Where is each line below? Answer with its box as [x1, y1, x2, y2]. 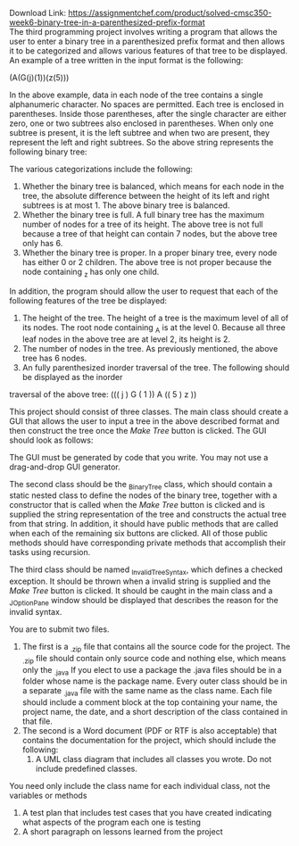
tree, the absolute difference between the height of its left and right [21, 191, 270, 201]
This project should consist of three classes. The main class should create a [9, 406, 288, 417]
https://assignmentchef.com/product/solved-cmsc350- [68, 8, 272, 18]
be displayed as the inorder [21, 371, 123, 382]
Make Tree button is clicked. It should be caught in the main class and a [9, 585, 273, 596]
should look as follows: [9, 435, 94, 445]
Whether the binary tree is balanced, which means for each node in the [21, 181, 285, 191]
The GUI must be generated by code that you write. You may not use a [9, 452, 269, 462]
